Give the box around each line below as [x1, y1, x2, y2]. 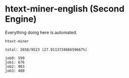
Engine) [5, 13, 37, 25]
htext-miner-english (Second [5, 3, 125, 14]
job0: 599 [5, 55, 25, 61]
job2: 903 [5, 64, 25, 69]
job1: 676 [5, 60, 25, 65]
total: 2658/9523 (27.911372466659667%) [5, 47, 88, 52]
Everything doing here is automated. [5, 29, 77, 35]
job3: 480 [5, 68, 25, 73]
